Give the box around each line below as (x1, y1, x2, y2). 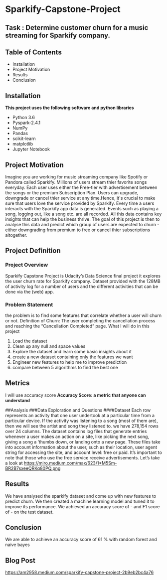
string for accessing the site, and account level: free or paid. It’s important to (5, 449, 162, 455)
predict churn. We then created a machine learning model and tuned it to (5, 498, 155, 504)
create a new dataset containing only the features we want (12, 354, 133, 360)
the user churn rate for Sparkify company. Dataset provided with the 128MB (5, 278, 161, 284)
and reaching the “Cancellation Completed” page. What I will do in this (5, 323, 150, 329)
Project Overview (5, 262, 48, 269)
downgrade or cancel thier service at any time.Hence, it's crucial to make (5, 195, 156, 201)
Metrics (5, 379, 30, 387)
